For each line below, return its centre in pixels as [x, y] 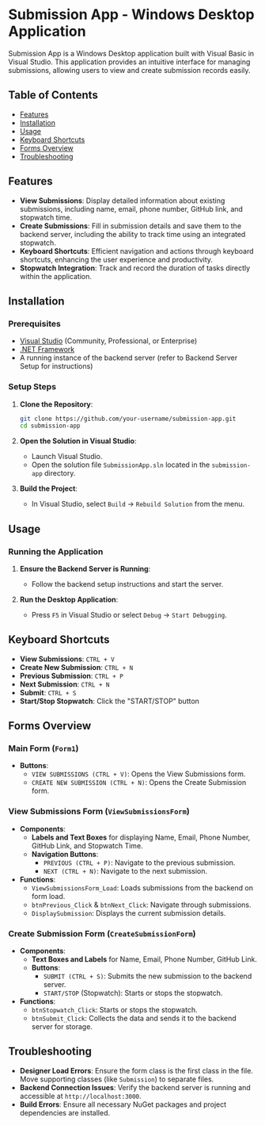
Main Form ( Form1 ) [44, 748]
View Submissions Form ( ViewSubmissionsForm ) [99, 812]
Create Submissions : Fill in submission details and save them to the [131, 226]
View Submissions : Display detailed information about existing [122, 201]
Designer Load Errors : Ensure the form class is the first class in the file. [136, 1070]
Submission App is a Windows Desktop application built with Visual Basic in [131, 53]
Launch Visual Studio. [67, 457]
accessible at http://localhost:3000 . [80, 1096]
